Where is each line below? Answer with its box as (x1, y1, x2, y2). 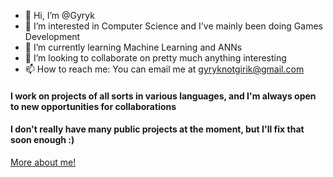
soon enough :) (10, 134, 75, 146)
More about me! (10, 156, 77, 168)
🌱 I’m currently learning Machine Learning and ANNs (24, 41, 243, 53)
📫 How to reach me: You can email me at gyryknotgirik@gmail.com (24, 63, 305, 75)
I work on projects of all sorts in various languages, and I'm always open (10, 90, 317, 102)
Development (24, 31, 81, 42)
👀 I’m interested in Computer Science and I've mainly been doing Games (24, 20, 323, 32)
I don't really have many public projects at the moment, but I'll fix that (10, 123, 305, 135)
